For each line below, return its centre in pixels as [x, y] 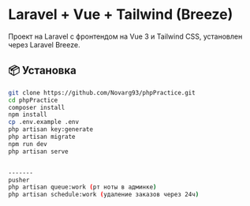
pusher [19, 180]
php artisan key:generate [50, 129]
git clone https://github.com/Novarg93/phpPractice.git [102, 92]
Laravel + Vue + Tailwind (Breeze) [121, 15]
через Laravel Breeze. [44, 44]
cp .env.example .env [44, 122]
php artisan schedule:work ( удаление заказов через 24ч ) [104, 195]
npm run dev [28, 144]
